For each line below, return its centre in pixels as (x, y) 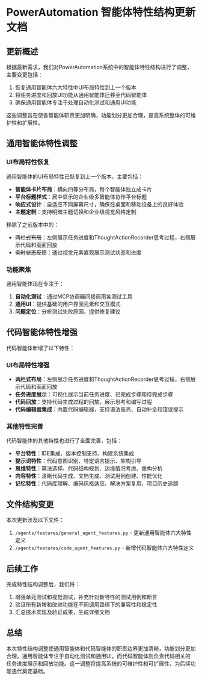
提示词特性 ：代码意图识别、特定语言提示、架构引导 (78, 461)
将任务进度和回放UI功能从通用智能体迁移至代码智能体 (81, 95)
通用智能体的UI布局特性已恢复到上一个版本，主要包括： (75, 176)
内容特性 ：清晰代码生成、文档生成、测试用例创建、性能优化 (89, 476)
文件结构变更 (30, 504)
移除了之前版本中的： (32, 224)
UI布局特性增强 (28, 365)
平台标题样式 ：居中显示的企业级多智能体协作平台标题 (81, 197)
